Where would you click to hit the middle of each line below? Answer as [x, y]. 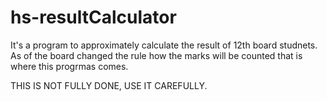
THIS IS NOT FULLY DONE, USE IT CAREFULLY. [109, 85]
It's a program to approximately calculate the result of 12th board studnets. [164, 45]
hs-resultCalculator [93, 17]
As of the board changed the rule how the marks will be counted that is [156, 55]
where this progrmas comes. [69, 66]
